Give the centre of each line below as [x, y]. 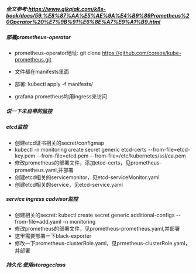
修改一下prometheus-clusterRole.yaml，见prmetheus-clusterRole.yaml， [102, 243]
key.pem [25, 156]
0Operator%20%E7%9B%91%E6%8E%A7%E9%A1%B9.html [83, 22]
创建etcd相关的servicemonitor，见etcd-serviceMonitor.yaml [87, 177]
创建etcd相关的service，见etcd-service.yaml [68, 184]
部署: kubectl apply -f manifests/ [54, 84]
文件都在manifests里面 [42, 72]
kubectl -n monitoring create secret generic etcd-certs [80, 149]
